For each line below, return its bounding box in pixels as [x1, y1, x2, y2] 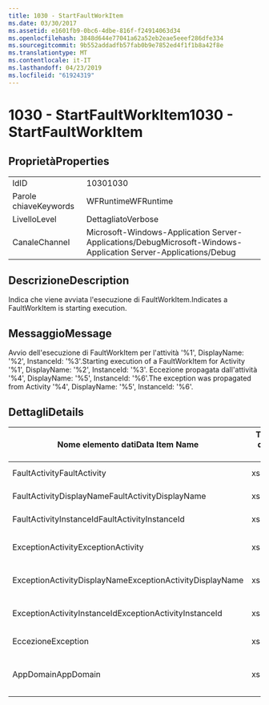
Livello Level [12, 213, 58, 224]
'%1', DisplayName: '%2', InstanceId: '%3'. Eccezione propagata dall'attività [8, 365, 258, 375]
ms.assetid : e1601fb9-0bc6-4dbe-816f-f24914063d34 [8, 26, 181, 34]
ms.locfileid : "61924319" [8, 71, 94, 79]
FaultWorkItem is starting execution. [8, 304, 127, 313]
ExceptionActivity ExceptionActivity [12, 542, 144, 553]
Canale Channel [12, 236, 70, 248]
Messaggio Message [8, 326, 112, 340]
